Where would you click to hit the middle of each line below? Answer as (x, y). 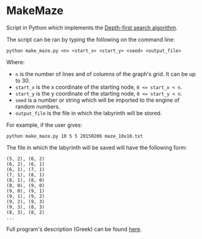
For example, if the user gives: (44, 125)
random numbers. (38, 106)
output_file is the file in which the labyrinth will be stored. (88, 113)
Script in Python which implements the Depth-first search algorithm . (92, 28)
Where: (16, 62)
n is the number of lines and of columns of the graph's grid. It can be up (106, 74)
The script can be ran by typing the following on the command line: (91, 39)
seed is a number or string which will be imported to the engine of (97, 100)
